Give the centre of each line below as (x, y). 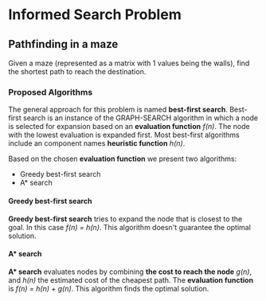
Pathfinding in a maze (63, 44)
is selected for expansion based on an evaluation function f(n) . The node (129, 127)
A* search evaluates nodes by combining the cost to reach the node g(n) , (130, 272)
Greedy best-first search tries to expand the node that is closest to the (125, 219)
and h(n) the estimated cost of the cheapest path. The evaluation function (131, 279)
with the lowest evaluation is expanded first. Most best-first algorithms (124, 135)
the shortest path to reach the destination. (77, 72)
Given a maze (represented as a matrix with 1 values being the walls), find (129, 63)
